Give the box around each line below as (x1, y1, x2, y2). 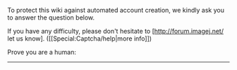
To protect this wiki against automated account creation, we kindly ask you (7, 6, 224, 14)
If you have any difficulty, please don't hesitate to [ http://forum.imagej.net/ (7, 27, 224, 35)
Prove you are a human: (7, 48, 76, 56)
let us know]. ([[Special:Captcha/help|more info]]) (7, 34, 152, 43)
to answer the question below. (7, 13, 95, 22)
